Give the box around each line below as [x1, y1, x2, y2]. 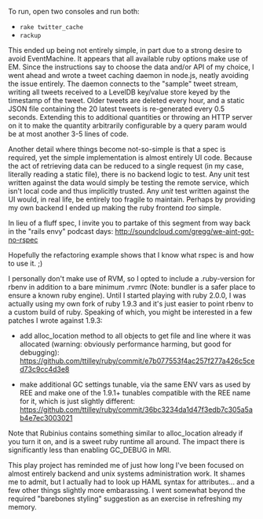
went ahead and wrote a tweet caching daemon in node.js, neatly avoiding [8, 71, 249, 80]
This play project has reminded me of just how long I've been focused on [8, 461, 245, 469]
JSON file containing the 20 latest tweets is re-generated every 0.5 [8, 104, 225, 113]
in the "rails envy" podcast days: [8, 227, 114, 235]
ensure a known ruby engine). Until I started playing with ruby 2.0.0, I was [8, 291, 247, 300]
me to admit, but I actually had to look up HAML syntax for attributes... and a [8, 477, 255, 487]
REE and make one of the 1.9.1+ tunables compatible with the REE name [19, 388, 251, 397]
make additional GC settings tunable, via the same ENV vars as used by [19, 380, 251, 389]
